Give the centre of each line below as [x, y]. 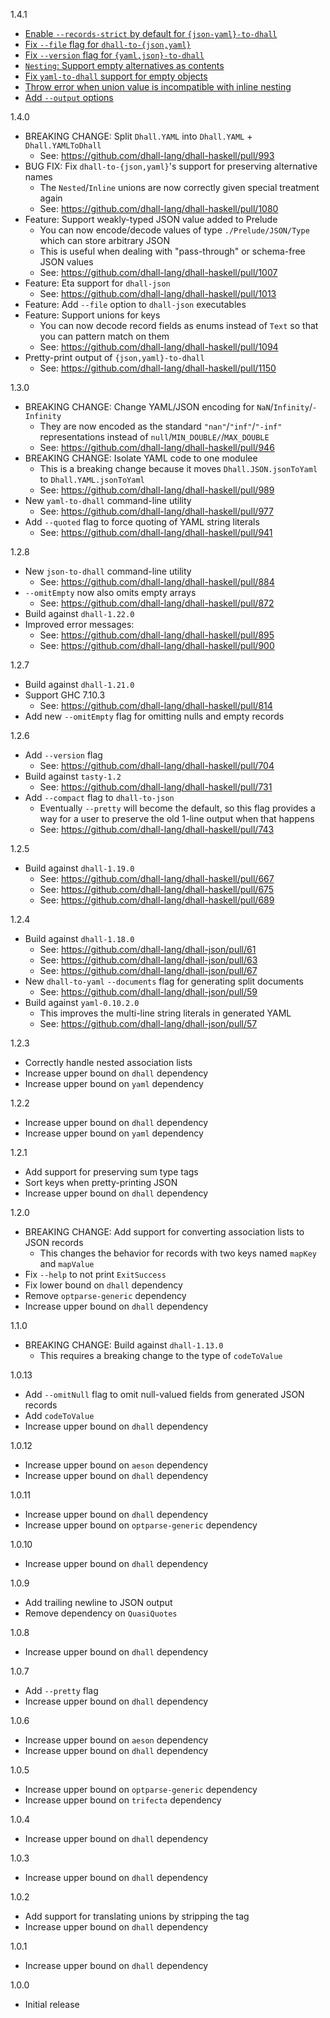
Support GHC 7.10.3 [65, 695]
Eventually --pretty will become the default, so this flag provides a [177, 808]
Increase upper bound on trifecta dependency [123, 1800]
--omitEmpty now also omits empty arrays [110, 592]
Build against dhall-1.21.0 [79, 684]
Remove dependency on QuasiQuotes [101, 1613]
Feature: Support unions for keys [92, 315]
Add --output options [69, 97]
